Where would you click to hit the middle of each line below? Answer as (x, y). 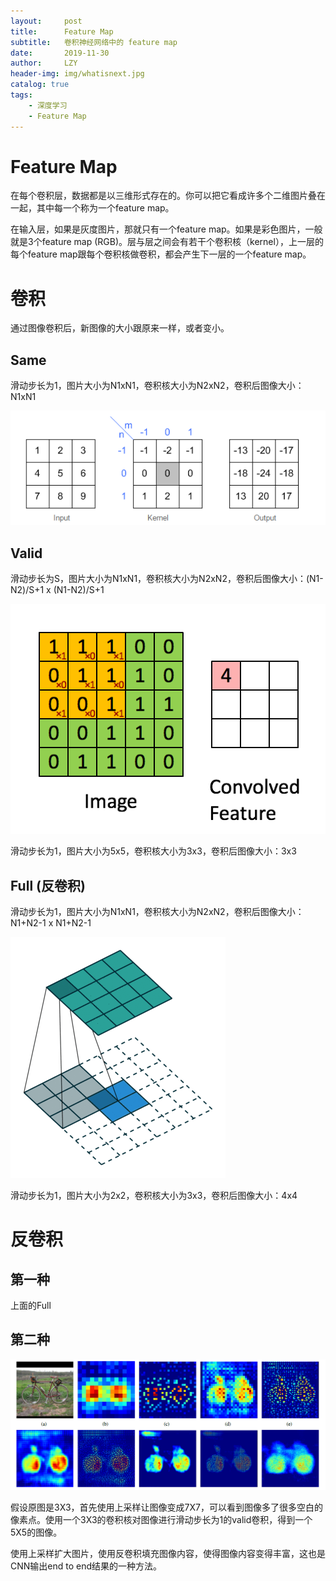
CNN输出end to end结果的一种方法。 (86, 1566)
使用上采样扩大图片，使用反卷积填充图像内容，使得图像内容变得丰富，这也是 (168, 1553)
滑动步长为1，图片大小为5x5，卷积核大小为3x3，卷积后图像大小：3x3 (153, 851)
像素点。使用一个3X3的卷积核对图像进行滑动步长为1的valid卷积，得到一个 (161, 1519)
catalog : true (40, 85)
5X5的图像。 (36, 1532)
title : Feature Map (62, 31)
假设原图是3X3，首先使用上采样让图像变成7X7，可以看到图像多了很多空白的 (166, 1507)
